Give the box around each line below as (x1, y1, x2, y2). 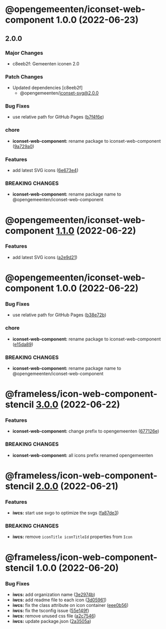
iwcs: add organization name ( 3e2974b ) (12, 591, 95, 597)
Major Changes (5, 49, 43, 56)
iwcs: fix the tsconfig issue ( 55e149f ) (12, 607, 89, 613)
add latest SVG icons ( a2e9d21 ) (12, 254, 77, 260)
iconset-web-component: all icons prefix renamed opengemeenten (12, 452, 153, 458)
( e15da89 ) (12, 341, 33, 347)
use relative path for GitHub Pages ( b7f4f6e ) (12, 114, 104, 120)
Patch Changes (5, 73, 43, 80)
